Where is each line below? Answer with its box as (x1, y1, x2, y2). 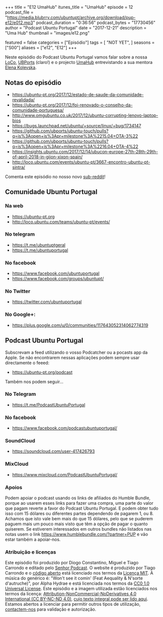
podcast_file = (5, 9, 34, 15)
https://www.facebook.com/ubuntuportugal (12, 270, 100, 276)
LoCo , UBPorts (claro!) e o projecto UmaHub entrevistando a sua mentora (5, 60, 153, 65)
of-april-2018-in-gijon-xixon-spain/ (12, 154, 83, 160)
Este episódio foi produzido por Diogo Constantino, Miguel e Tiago (5, 560, 139, 566)
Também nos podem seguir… (5, 378, 64, 385)
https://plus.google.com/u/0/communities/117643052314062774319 (12, 322, 148, 328)
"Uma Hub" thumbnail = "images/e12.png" (5, 30, 90, 36)
